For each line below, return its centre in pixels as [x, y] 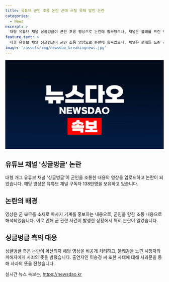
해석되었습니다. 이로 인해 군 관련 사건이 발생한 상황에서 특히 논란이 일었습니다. [82, 220]
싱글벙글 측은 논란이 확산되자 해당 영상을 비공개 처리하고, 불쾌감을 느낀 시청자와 [83, 251]
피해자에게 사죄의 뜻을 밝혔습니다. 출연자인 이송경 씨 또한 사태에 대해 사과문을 [81, 257]
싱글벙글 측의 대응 [31, 238]
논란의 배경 [21, 201]
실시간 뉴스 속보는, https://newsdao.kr [44, 274]
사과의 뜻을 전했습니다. [33, 263]
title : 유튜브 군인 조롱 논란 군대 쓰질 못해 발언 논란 [55, 11]
